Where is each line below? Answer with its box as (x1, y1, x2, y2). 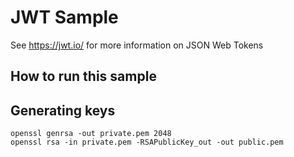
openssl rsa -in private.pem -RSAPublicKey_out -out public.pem (10, 137, 284, 148)
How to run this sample (10, 68, 157, 85)
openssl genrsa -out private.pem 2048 (10, 129, 172, 139)
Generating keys (10, 102, 116, 119)
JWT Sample (10, 6, 119, 29)
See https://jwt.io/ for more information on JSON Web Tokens (10, 39, 264, 51)
